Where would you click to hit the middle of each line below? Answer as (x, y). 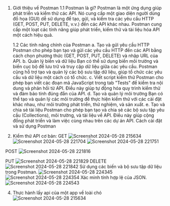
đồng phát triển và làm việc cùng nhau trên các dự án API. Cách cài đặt (87, 121)
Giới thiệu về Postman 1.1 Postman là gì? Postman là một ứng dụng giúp (87, 8)
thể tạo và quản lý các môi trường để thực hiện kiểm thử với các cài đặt (87, 99)
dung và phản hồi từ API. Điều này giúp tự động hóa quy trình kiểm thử (87, 88)
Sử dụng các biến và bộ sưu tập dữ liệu (121, 166)
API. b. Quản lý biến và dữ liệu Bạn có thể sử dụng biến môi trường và (86, 61)
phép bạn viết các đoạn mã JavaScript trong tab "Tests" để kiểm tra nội (88, 83)
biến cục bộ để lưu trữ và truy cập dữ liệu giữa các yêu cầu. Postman (85, 67)
